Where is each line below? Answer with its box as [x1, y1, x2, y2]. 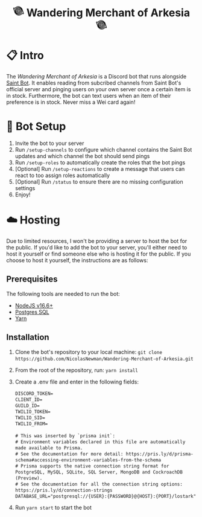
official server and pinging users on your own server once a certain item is [6, 86, 191, 93]
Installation [6, 332, 49, 342]
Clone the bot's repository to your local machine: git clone [14, 348, 163, 355]
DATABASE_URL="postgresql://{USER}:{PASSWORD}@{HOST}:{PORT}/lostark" [14, 493, 197, 499]
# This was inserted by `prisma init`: [14, 432, 116, 439]
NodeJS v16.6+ [14, 301, 53, 309]
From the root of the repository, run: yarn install [14, 366, 139, 373]
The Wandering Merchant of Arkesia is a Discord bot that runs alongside [6, 73, 187, 80]
